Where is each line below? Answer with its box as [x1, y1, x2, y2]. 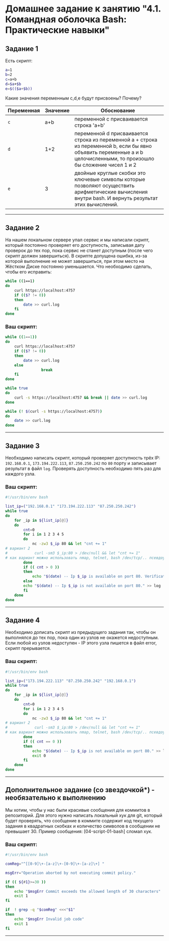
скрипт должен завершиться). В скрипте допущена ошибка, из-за [5, 253, 147, 259]
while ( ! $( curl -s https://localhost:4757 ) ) [5, 409, 102, 414]
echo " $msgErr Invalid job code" [14, 916, 84, 921]
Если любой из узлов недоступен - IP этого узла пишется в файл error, [5, 640, 157, 646]
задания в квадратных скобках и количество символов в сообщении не [5, 823, 160, 829]
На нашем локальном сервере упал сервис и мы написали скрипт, [5, 237, 150, 243]
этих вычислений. [74, 201, 119, 208]
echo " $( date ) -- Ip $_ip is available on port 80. [32, 574, 143, 579]
